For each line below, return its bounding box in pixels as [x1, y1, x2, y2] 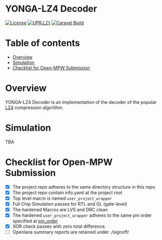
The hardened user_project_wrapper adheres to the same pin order [12, 212, 152, 218]
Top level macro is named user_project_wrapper [12, 195, 112, 201]
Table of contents [5, 37, 80, 49]
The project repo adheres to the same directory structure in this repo [12, 184, 155, 190]
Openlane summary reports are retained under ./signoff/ [12, 229, 129, 235]
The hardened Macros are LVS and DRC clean [12, 206, 108, 212]
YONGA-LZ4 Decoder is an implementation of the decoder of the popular [5, 99, 157, 105]
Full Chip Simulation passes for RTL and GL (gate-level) [12, 201, 127, 207]
